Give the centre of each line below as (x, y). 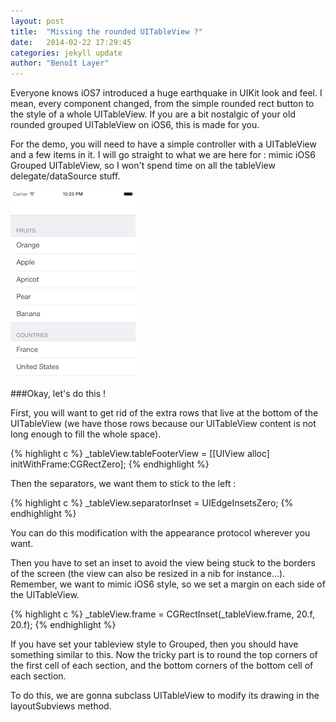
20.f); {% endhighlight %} (63, 625)
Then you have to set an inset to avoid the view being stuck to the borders (163, 563)
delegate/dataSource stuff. (65, 176)
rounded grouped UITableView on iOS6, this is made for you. (135, 125)
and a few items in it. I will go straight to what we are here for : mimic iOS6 (163, 155)
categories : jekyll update (66, 53)
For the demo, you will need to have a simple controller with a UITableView (163, 144)
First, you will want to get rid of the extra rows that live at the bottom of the (164, 413)
